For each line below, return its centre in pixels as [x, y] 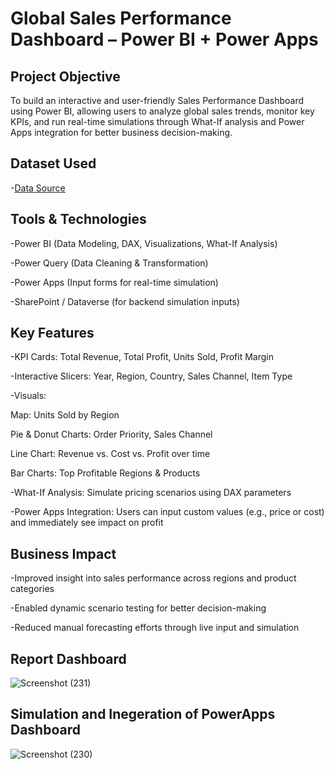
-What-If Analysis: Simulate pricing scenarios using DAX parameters [151, 493]
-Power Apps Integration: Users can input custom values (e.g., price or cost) [167, 512]
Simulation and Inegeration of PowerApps [143, 714]
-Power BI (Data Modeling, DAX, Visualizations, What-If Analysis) [144, 243]
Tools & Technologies [78, 219]
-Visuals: [28, 396]
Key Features [52, 333]
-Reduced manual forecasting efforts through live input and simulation [155, 628]
